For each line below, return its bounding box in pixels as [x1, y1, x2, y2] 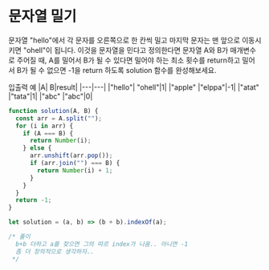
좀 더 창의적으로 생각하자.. [15, 248, 95, 256]
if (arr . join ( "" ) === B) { [29, 159, 120, 167]
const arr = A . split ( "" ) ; [15, 114, 103, 123]
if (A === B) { [22, 129, 74, 137]
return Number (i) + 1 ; [37, 166, 113, 175]
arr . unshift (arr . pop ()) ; [29, 151, 113, 160]
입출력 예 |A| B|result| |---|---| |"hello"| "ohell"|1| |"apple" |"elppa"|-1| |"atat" [8, 82, 259, 92]
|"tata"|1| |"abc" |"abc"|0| [8, 91, 93, 101]
